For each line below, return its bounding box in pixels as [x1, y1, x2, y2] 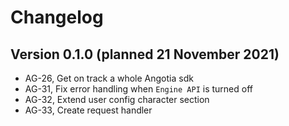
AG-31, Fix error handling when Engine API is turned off [24, 83, 253, 95]
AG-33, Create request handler [24, 104, 153, 116]
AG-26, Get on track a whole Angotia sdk [24, 72, 194, 84]
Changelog [10, 6, 104, 29]
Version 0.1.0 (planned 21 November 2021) [10, 46, 280, 63]
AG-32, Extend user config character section [24, 94, 210, 105]
